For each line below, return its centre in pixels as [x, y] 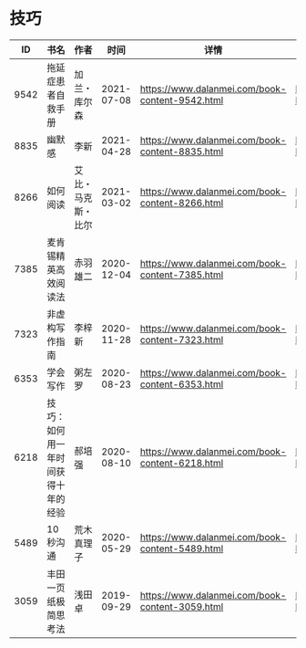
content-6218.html [182, 463]
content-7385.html [182, 275]
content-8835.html [182, 152]
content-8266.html [182, 203]
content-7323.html [182, 340]
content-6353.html [182, 384]
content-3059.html [182, 606]
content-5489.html [182, 549]
